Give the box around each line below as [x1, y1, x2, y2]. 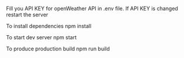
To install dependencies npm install [6, 23, 92, 29]
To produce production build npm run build [6, 45, 110, 52]
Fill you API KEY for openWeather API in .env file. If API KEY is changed [6, 5, 178, 12]
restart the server [6, 11, 49, 18]
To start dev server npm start [6, 34, 77, 40]
